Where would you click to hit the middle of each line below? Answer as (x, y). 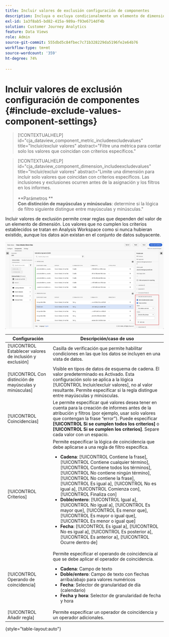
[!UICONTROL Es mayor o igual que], (98, 515)
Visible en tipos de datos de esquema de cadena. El (106, 369)
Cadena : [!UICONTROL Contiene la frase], (104, 457)
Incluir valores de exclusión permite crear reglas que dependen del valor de (83, 219)
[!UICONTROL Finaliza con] (89, 494)
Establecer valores (27, 351)
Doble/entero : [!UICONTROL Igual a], (99, 499)
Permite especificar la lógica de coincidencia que (104, 442)
